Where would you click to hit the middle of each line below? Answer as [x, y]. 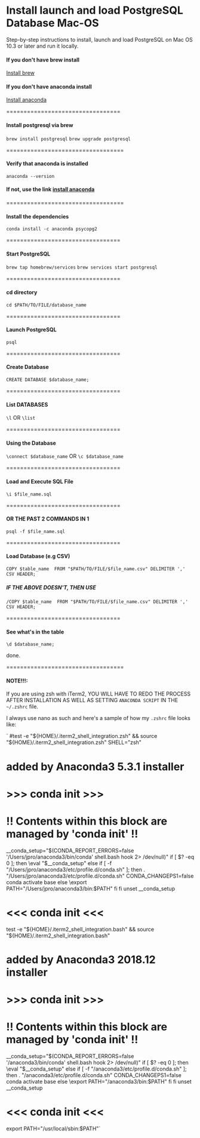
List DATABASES [27, 404]
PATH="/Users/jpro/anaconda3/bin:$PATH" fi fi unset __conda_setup [90, 888]
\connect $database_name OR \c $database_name [65, 456]
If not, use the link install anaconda [50, 189]
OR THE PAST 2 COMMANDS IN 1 [48, 519]
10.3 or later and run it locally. [42, 46]
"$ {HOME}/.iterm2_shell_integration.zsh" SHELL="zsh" [74, 742]
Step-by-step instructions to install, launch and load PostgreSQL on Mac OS [99, 39]
